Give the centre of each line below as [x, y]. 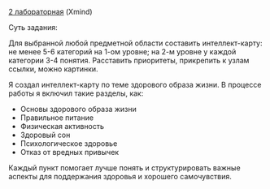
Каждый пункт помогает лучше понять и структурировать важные [125, 168]
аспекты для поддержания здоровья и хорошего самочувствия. [120, 176]
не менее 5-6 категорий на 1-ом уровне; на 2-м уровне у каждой [122, 52]
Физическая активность [62, 126]
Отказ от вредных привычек [70, 152]
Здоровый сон [45, 135]
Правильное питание [57, 118]
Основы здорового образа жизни [78, 109]
